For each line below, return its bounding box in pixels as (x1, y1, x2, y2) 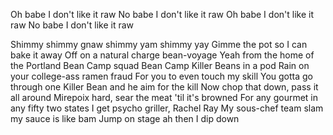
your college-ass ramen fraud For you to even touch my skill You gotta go (10, 70, 313, 82)
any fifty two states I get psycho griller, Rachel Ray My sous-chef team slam (10, 102, 324, 114)
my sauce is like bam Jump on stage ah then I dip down (10, 113, 240, 124)
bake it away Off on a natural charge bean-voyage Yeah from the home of (10, 49, 315, 61)
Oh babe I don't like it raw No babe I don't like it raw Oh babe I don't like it (10, 9, 314, 20)
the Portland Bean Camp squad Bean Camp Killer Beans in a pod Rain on (10, 60, 310, 71)
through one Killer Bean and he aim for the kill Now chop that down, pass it (10, 81, 319, 93)
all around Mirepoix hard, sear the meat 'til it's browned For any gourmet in (10, 92, 319, 103)
